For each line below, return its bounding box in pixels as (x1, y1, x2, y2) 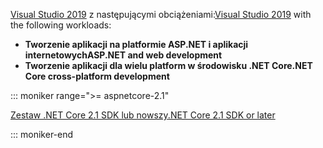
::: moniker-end (10, 129, 74, 140)
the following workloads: (10, 19, 112, 31)
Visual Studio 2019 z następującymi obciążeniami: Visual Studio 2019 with (10, 9, 312, 20)
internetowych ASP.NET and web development (24, 49, 223, 61)
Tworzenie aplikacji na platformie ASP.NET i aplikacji (24, 39, 249, 50)
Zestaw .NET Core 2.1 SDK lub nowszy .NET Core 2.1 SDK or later (10, 109, 276, 121)
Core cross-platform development (24, 70, 170, 82)
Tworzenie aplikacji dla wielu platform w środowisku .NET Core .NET (24, 60, 313, 71)
